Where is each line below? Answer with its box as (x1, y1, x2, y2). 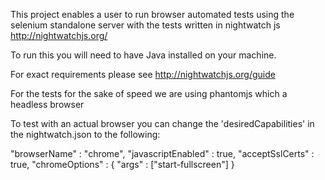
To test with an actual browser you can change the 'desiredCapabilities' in (10, 118, 315, 129)
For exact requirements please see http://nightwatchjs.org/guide (10, 69, 276, 80)
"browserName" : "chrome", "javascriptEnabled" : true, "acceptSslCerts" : (10, 148, 315, 159)
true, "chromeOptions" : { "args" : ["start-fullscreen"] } (10, 159, 235, 170)
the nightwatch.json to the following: (10, 129, 161, 140)
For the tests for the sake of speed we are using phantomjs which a (10, 88, 288, 99)
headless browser (10, 99, 85, 110)
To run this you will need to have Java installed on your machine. (10, 49, 277, 61)
